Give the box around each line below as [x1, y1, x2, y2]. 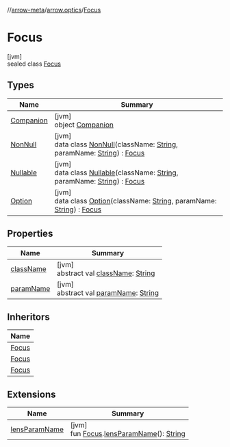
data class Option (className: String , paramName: [54, 196, 217, 205]
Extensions [7, 388, 56, 400]
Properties [7, 228, 53, 240]
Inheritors [7, 311, 50, 322]
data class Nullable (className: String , [54, 168, 179, 177]
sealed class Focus [7, 60, 62, 68]
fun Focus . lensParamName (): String [70, 429, 186, 439]
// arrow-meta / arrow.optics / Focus [7, 6, 101, 14]
